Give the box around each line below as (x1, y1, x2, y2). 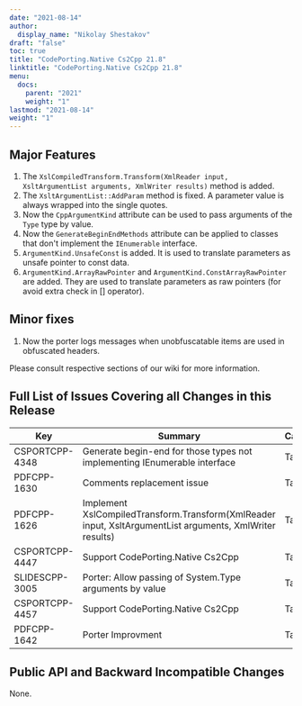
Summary (157, 430, 200, 442)
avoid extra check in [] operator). (22, 285, 146, 296)
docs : (17, 80, 39, 89)
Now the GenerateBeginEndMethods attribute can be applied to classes (22, 228, 279, 239)
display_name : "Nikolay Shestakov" (17, 30, 151, 39)
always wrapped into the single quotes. (22, 199, 168, 210)
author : (9, 22, 39, 31)
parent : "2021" (25, 88, 83, 97)
